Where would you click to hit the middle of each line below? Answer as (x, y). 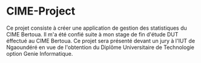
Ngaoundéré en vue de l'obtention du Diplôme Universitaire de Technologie (100, 47)
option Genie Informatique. (40, 53)
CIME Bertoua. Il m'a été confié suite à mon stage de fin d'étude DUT (92, 34)
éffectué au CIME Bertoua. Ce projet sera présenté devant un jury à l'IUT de (101, 41)
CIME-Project (41, 11)
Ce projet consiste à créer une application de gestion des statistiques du (97, 28)
